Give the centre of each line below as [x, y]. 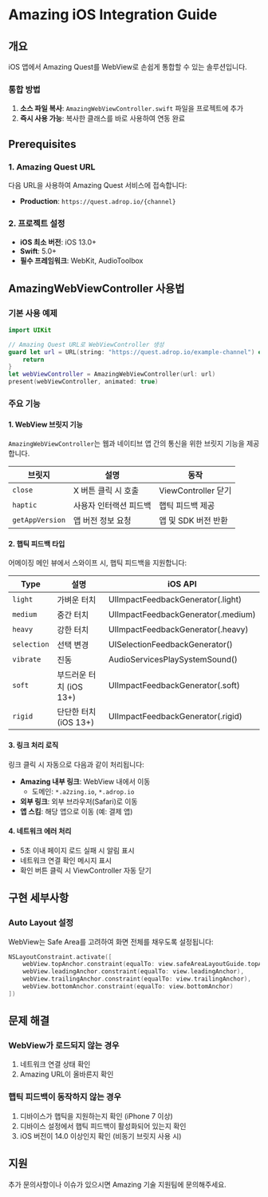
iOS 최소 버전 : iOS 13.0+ [58, 242]
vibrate [27, 660]
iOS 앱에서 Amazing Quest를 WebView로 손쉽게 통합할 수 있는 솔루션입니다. [128, 67]
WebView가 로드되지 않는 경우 [64, 1046]
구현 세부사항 [39, 898]
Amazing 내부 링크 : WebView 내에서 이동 [85, 781]
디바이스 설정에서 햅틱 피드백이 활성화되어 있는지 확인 [103, 1126]
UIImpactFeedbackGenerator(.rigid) [176, 717]
